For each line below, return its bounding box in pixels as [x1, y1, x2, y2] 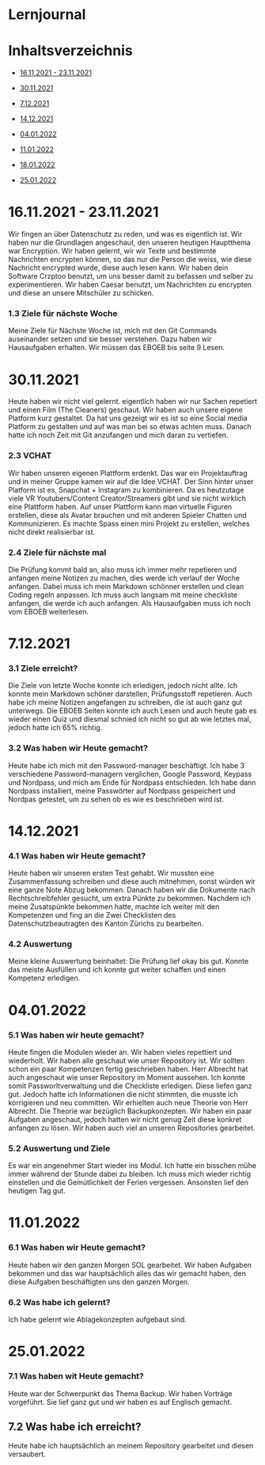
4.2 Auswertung [8, 938, 73, 949]
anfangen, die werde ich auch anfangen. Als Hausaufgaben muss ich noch [8, 598, 251, 607]
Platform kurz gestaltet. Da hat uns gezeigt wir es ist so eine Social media [8, 413, 248, 423]
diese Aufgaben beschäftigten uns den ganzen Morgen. [8, 1277, 190, 1286]
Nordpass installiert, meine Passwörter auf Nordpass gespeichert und [8, 786, 236, 795]
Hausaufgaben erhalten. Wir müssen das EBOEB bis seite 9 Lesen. [8, 343, 225, 352]
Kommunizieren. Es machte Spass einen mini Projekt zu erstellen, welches [8, 519, 251, 528]
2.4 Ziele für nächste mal [8, 546, 107, 557]
